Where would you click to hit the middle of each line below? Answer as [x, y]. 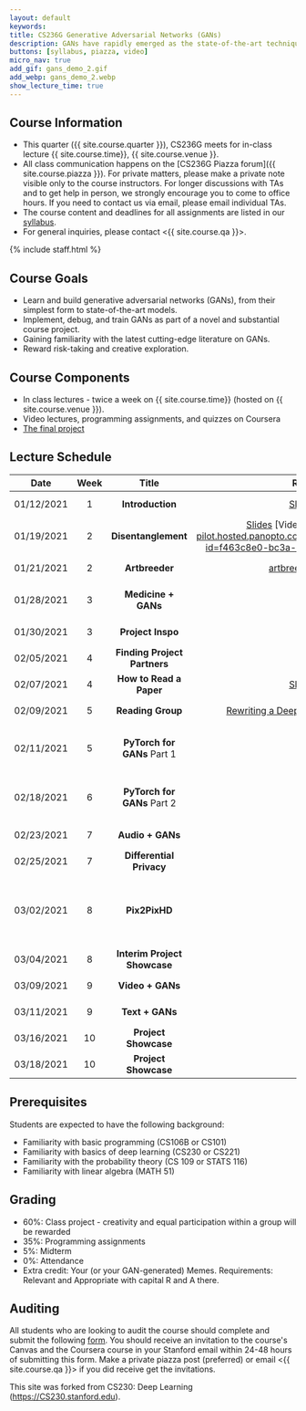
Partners [149, 664]
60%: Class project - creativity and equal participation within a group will [159, 1222]
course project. [51, 329]
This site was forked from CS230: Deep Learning [101, 1387]
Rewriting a [250, 710]
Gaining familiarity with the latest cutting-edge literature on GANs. [146, 340]
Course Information [66, 123]
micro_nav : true [40, 60]
